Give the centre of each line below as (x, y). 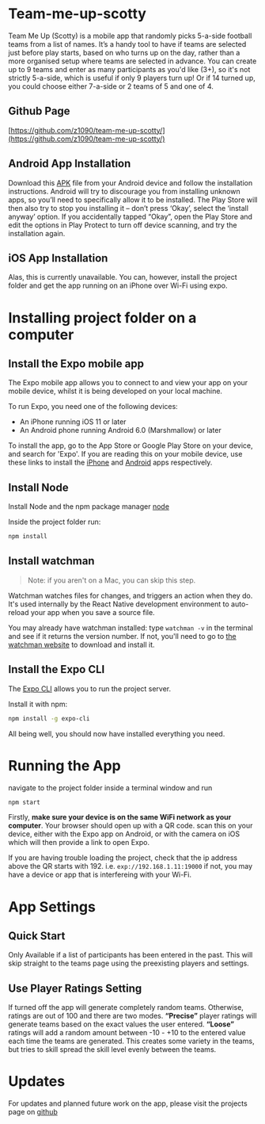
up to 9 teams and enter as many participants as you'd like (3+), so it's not (129, 69)
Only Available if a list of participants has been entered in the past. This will (131, 955)
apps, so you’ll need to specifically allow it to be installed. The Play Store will (133, 200)
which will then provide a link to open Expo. (79, 843)
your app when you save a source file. (93, 612)
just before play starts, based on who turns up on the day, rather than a (124, 52)
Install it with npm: (38, 704)
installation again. (37, 233)
